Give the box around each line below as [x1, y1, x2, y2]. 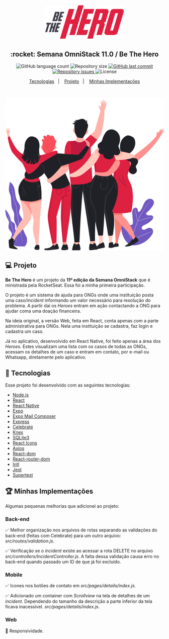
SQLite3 [12, 435, 30, 441]
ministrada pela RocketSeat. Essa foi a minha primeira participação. [5, 282, 145, 289]
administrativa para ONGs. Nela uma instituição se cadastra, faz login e [5, 323, 153, 329]
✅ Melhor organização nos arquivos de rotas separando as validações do [5, 527, 157, 533]
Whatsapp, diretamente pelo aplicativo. [5, 354, 87, 360]
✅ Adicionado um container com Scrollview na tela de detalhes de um [5, 593, 150, 599]
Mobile [5, 571, 23, 578]
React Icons [12, 440, 38, 446]
